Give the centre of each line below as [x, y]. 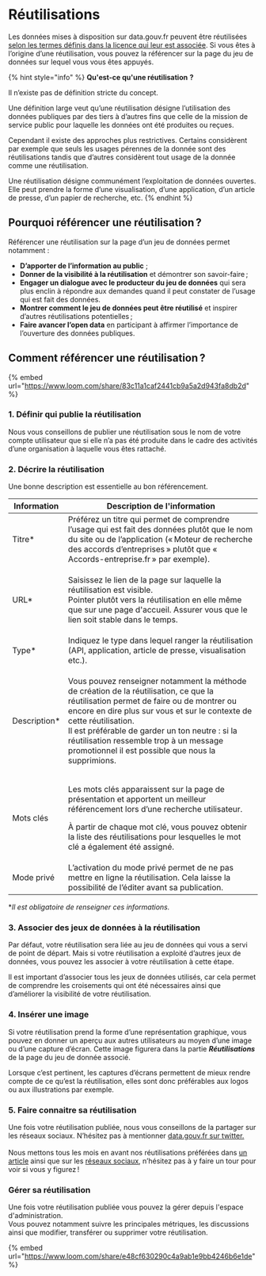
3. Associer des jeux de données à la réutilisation [104, 928]
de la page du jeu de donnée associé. [69, 1057]
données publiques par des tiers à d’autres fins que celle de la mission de [128, 116]
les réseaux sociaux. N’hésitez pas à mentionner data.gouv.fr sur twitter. [126, 1136]
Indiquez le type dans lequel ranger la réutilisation [160, 640]
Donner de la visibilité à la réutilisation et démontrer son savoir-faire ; [134, 274]
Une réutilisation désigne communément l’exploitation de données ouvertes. [132, 181]
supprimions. [92, 761]
